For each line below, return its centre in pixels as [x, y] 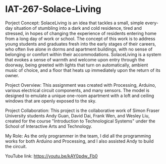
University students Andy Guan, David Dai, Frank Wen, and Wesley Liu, [77, 115]
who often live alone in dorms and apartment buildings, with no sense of [79, 49]
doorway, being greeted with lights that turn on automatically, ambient [77, 65]
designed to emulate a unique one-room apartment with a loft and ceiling [80, 96]
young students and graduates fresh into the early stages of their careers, [81, 44]
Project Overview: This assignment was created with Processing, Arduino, [81, 85]
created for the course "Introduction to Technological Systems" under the [80, 121]
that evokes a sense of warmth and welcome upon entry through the [75, 59]
